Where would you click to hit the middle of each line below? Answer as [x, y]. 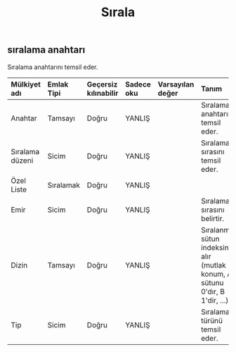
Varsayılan [176, 84]
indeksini [216, 247]
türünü [212, 320]
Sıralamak [64, 185]
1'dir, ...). [216, 300]
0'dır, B [213, 291]
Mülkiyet [26, 84]
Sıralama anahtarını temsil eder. [53, 67]
